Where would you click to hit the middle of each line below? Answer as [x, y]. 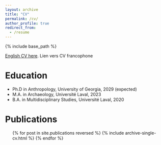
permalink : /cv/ [22, 19]
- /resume [19, 32]
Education [26, 76]
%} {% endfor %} [46, 138]
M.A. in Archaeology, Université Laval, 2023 [57, 94]
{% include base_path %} [31, 46]
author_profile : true [27, 23]
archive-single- [140, 133]
